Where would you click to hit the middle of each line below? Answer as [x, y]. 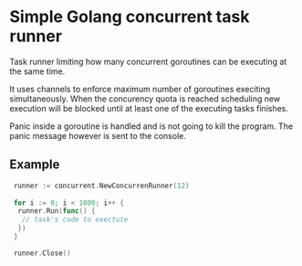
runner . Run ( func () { [57, 211]
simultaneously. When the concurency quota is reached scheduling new [145, 99]
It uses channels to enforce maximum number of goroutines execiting [140, 89]
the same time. [37, 71]
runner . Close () [42, 253]
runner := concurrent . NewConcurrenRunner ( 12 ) [101, 186]
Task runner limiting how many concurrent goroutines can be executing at [148, 61]
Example [35, 165]
